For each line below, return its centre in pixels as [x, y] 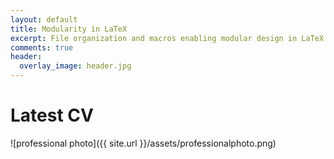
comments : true [42, 47]
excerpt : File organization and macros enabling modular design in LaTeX [167, 38]
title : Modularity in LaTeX [69, 29]
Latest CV [52, 115]
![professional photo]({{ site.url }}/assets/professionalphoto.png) [143, 143]
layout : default [44, 19]
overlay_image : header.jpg [75, 66]
